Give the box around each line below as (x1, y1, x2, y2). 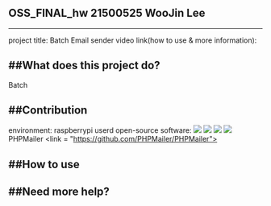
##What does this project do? (8, 59, 161, 72)
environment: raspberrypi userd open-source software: (8, 126, 192, 135)
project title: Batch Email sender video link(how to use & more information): (8, 35, 257, 45)
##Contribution (8, 104, 88, 117)
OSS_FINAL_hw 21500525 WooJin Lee (8, 6, 206, 20)
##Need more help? (8, 185, 110, 199)
